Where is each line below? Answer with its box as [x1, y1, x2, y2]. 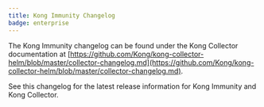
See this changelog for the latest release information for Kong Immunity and [8, 81, 257, 91]
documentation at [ [8, 49, 71, 59]
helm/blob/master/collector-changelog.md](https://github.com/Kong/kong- [8, 57, 254, 67]
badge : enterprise [8, 19, 69, 27]
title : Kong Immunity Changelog [8, 11, 115, 20]
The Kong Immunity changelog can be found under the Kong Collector [8, 40, 239, 50]
